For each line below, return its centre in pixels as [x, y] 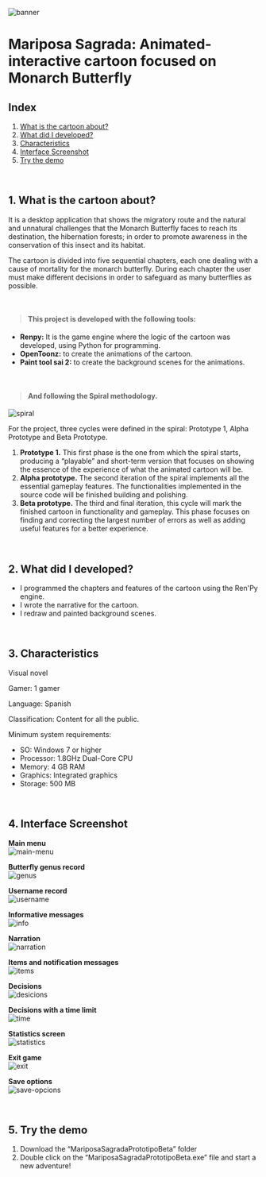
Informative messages [46, 914]
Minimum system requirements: [60, 734]
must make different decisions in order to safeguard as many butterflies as [130, 277]
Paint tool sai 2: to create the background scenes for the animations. [132, 362]
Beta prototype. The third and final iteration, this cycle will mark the [131, 504]
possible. [23, 285]
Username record [38, 890]
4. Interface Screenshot [68, 824]
